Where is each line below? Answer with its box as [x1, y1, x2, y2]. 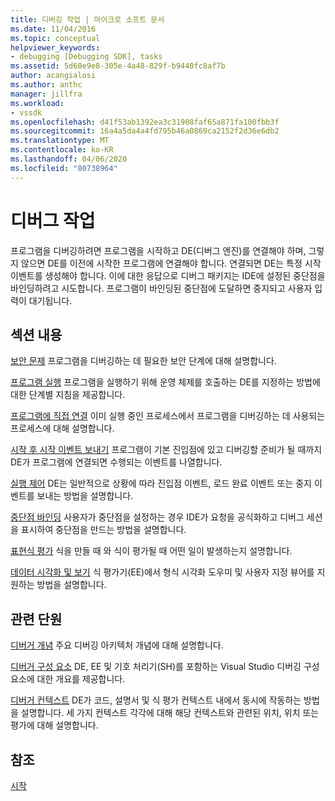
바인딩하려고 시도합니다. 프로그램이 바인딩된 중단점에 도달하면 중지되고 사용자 [10, 282, 313, 294]
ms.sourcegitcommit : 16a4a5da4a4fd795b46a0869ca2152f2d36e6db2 [10, 126, 280, 136]
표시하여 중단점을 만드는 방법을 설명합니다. [20, 524, 187, 536]
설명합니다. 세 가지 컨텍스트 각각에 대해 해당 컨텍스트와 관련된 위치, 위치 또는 [20, 707, 320, 719]
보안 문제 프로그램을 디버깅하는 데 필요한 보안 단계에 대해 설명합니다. [10, 355, 277, 367]
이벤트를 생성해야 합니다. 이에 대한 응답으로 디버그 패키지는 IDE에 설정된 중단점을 [10, 269, 326, 281]
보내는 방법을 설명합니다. [36, 490, 134, 502]
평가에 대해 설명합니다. [10, 719, 99, 731]
